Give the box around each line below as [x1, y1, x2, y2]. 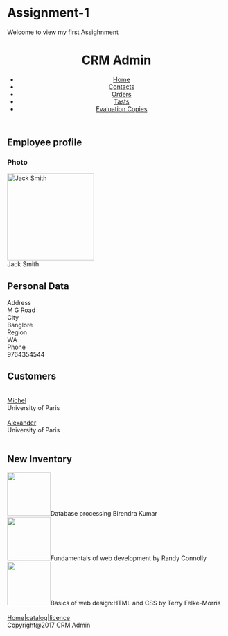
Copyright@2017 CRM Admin [7, 621, 91, 629]
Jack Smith [7, 260, 40, 268]
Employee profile [7, 136, 82, 148]
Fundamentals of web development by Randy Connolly [51, 554, 207, 562]
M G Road [7, 306, 36, 314]
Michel [7, 396, 26, 405]
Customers [7, 370, 57, 382]
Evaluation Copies [96, 104, 148, 113]
